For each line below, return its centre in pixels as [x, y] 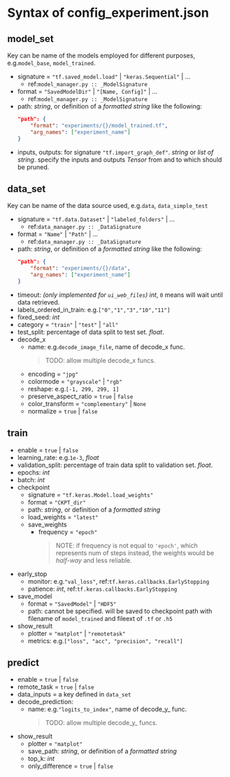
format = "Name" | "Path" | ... [58, 234]
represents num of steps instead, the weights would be [135, 553]
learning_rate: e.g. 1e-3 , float [58, 457]
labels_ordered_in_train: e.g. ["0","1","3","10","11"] [94, 309]
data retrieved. [38, 302]
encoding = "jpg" [53, 374]
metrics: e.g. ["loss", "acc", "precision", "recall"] [105, 640]
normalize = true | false [63, 411]
